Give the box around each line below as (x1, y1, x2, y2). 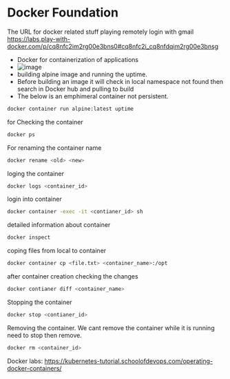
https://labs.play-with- (7, 34, 71, 43)
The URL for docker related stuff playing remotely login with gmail (7, 28, 194, 36)
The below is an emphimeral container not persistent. (17, 91, 169, 100)
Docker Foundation (7, 5, 119, 21)
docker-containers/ (7, 364, 62, 372)
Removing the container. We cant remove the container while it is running (7, 323, 215, 332)
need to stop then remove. (7, 331, 83, 339)
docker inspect (7, 234, 51, 241)
